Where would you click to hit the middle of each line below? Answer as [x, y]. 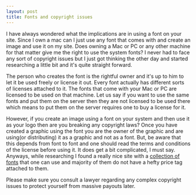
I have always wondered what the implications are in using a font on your [94, 33]
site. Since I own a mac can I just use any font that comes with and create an [98, 40]
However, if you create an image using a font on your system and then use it [98, 118]
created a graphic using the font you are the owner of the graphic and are [95, 131]
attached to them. [27, 168]
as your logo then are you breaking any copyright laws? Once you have [92, 125]
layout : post [22, 11]
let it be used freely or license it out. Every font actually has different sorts [95, 82]
